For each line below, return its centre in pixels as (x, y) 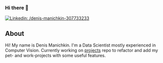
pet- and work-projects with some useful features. (55, 56)
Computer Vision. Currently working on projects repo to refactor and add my (81, 50)
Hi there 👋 (17, 8)
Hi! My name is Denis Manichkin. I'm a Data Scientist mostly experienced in (81, 45)
